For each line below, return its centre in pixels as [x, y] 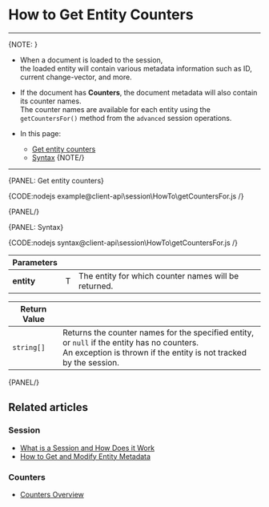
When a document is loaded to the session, [91, 60]
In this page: [40, 133]
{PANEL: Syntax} [36, 227]
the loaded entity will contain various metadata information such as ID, [136, 68]
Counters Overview [52, 494]
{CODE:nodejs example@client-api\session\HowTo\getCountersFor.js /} [126, 196]
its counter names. [50, 101]
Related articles [48, 407]
